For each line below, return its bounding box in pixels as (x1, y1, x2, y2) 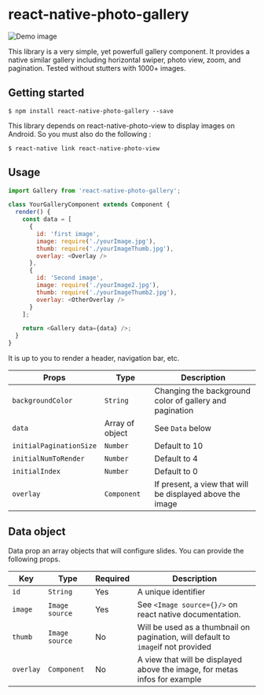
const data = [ (22, 215, 72, 223)
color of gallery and (154, 395, 226, 406)
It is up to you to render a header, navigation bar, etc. (8, 354, 180, 363)
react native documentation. (137, 609, 241, 620)
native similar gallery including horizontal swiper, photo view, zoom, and (8, 55, 241, 64)
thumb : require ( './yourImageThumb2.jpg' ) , (36, 289, 178, 296)
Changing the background (154, 385, 251, 396)
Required (95, 572, 130, 583)
